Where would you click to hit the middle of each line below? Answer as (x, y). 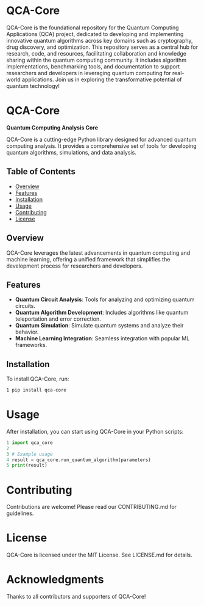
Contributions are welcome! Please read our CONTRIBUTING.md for (92, 507)
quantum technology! (33, 86)
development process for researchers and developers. (75, 266)
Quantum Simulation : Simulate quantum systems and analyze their (99, 326)
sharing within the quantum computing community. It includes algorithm (97, 60)
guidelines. (20, 513)
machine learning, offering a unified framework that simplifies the (88, 259)
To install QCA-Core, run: (38, 379)
